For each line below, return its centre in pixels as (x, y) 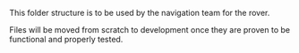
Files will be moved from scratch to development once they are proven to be (150, 30)
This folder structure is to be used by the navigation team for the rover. (140, 13)
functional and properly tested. (66, 39)
